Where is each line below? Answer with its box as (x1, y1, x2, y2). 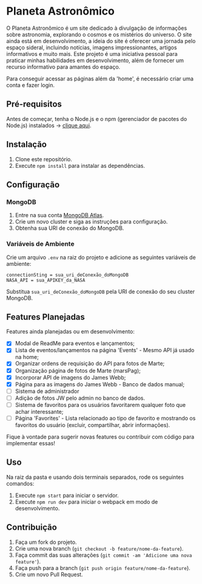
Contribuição (6, 522, 58, 533)
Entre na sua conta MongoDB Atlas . (15, 212, 104, 219)
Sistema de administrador (15, 388, 79, 395)
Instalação (6, 139, 47, 150)
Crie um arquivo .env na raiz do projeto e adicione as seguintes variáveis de (6, 254, 196, 261)
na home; (15, 353, 39, 361)
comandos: (6, 479, 35, 487)
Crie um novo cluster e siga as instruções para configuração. (15, 218, 168, 226)
